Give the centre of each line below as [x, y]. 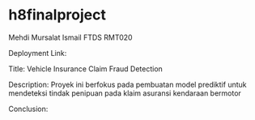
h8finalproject [57, 15]
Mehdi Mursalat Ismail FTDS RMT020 [70, 37]
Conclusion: [28, 109]
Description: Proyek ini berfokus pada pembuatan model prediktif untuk [127, 84]
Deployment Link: [38, 53]
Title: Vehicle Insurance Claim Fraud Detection [86, 69]
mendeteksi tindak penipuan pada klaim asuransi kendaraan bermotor [125, 93]
